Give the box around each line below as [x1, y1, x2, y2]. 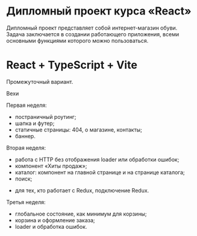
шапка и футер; [14, 120, 55, 127]
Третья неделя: [6, 198, 46, 206]
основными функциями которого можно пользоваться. [6, 37, 149, 44]
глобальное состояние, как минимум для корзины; [14, 210, 147, 217]
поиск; [14, 175, 33, 182]
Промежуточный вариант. [6, 78, 73, 85]
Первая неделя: [6, 101, 47, 109]
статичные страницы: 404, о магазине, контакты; [14, 126, 143, 133]
